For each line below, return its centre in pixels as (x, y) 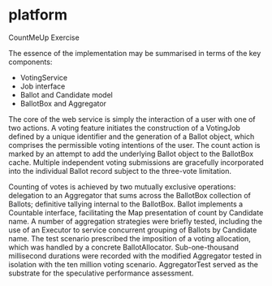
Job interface (43, 86)
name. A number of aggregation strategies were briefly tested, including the (135, 221)
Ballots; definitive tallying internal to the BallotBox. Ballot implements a (126, 204)
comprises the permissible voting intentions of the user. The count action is (134, 145)
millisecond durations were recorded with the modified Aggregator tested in (135, 256)
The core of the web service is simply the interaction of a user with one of (132, 119)
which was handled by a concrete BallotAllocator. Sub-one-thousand (124, 247)
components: (30, 62)
